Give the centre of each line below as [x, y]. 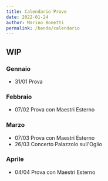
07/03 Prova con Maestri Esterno [55, 138]
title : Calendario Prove [36, 11]
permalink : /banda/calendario [43, 28]
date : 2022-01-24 [27, 17]
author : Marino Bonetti [35, 22]
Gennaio [18, 68]
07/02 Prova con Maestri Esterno [55, 110]
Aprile [15, 159]
